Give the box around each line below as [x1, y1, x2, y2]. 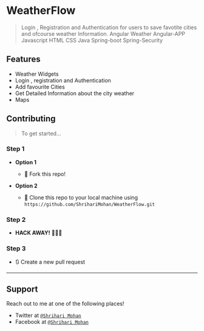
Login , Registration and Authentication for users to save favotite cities [21, 24, 197, 31]
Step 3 [6, 244, 26, 253]
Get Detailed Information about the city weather [15, 89, 135, 97]
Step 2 [6, 215, 26, 224]
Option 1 [15, 158, 36, 165]
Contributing [6, 113, 56, 124]
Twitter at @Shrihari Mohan [15, 312, 81, 319]
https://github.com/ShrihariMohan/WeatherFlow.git [24, 201, 155, 207]
